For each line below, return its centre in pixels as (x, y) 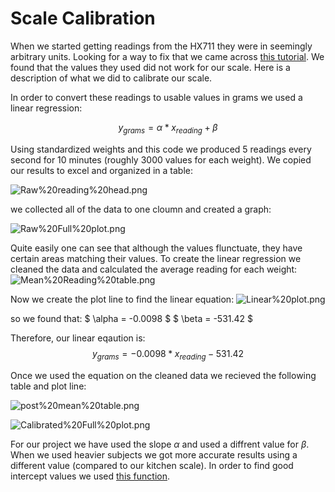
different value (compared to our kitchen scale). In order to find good (152, 465)
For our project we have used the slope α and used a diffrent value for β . (160, 444)
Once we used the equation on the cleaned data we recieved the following (163, 375)
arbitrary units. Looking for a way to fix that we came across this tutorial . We (167, 56)
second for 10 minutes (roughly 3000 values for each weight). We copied (161, 159)
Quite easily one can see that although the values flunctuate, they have (156, 248)
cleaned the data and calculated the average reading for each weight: (154, 269)
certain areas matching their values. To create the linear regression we (156, 258)
